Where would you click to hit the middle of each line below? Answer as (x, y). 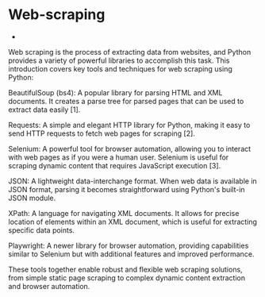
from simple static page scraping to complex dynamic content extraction (127, 278)
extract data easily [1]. (44, 110)
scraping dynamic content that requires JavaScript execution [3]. (115, 165)
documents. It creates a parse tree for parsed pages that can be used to (126, 101)
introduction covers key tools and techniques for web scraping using (120, 68)
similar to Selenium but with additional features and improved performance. (131, 254)
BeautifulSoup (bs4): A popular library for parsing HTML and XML (115, 92)
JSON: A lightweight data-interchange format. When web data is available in (133, 181)
